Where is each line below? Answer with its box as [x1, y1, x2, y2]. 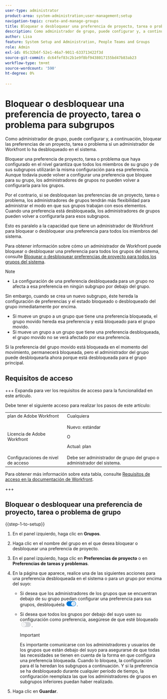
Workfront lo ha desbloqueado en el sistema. [5, 146, 97, 152]
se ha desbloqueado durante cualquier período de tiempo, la [19, 668, 144, 674]
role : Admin [5, 45, 30, 50]
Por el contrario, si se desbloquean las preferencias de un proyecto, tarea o [5, 192, 160, 198]
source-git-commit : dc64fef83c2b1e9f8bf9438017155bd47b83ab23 [5, 55, 137, 60]
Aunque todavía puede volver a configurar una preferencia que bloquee [5, 172, 152, 177]
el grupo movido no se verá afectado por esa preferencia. [12, 334, 131, 340]
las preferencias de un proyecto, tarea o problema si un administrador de [5, 141, 155, 147]
